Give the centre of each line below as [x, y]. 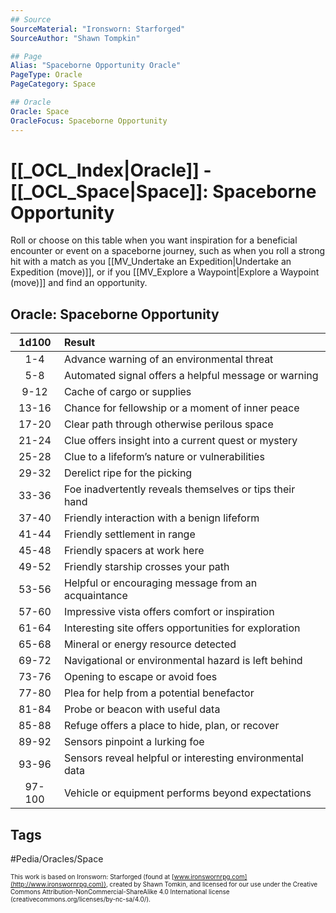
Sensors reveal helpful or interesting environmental [183, 758]
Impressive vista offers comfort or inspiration [169, 612]
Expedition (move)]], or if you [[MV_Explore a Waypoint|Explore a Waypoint [165, 272]
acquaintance [95, 596]
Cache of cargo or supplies [127, 392]
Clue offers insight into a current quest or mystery [180, 441]
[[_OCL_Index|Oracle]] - [111, 170]
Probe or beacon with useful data [142, 709]
